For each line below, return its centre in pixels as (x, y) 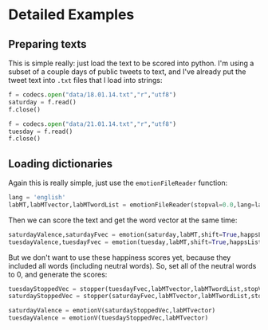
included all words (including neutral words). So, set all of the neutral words (132, 265)
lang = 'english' (37, 198)
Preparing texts (47, 44)
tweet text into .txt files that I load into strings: (85, 80)
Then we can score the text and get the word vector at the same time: (123, 220)
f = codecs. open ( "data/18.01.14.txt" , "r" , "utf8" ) (93, 95)
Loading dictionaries (61, 164)
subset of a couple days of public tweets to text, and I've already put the (127, 72)
